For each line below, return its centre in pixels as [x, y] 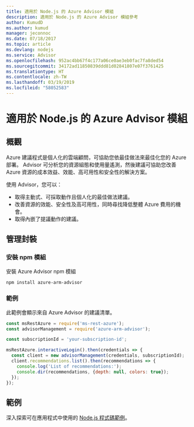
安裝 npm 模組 [26, 257]
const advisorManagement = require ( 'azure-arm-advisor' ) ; [78, 329]
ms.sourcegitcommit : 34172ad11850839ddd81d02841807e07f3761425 [85, 66]
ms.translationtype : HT [35, 72]
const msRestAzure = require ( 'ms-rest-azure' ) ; [65, 323]
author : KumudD [25, 22]
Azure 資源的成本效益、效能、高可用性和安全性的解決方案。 [78, 172]
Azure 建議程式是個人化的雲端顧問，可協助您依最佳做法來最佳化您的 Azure [96, 157]
